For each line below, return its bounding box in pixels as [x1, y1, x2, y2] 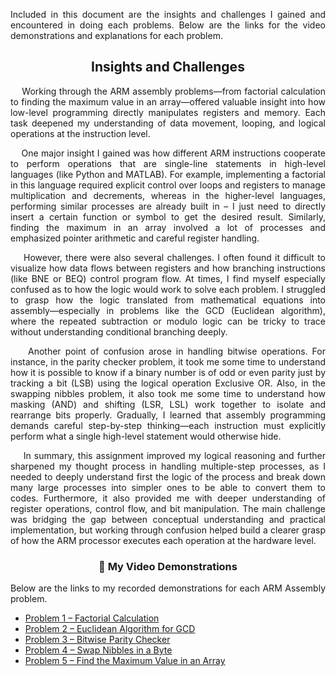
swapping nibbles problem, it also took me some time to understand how [10, 387, 326, 399]
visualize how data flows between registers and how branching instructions [10, 262, 326, 274]
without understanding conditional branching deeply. [10, 325, 228, 338]
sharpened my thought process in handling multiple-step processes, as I [10, 460, 326, 472]
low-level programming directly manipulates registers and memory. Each [10, 106, 326, 118]
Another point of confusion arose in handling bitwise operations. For [28, 345, 326, 357]
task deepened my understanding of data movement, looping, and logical [10, 117, 326, 129]
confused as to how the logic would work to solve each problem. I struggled [10, 283, 326, 295]
